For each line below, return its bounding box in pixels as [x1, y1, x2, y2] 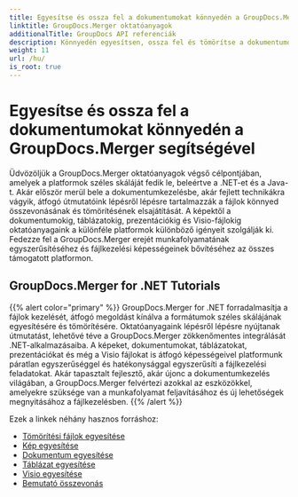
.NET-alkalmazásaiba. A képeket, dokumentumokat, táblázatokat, [9, 339, 247, 351]
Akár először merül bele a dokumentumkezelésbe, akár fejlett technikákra [16, 186, 286, 197]
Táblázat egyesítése [21, 459, 96, 469]
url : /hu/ [9, 54, 46, 63]
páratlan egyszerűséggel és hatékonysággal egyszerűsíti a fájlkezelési [9, 359, 267, 369]
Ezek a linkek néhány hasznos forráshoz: [9, 414, 159, 424]
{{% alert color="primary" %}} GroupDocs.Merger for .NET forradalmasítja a [9, 302, 288, 312]
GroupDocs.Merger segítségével [9, 138, 255, 159]
